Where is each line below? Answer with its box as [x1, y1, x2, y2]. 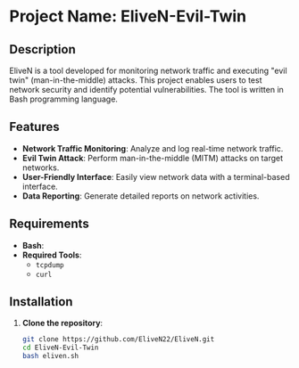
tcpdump [35, 260, 64, 269]
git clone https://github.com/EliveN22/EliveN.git [21, 335, 215, 344]
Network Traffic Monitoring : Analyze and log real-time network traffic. [21, 143, 284, 153]
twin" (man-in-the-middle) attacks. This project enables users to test [9, 75, 262, 86]
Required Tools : [21, 249, 82, 260]
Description [9, 42, 76, 57]
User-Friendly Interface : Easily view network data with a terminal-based [21, 171, 290, 182]
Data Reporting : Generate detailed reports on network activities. [21, 190, 260, 201]
